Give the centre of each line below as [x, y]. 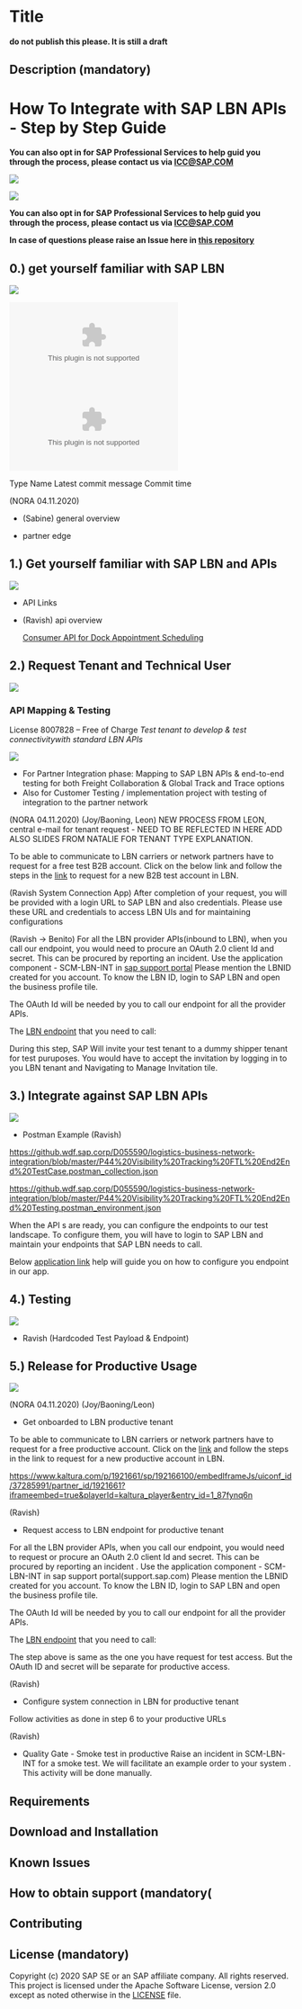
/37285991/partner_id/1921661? [67, 1485]
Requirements [49, 1801]
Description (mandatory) [80, 70]
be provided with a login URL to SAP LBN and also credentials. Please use [146, 902]
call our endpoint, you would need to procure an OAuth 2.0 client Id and [142, 948]
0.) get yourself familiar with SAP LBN [117, 269]
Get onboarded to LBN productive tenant [98, 1422]
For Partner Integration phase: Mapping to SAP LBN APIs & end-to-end [153, 774]
